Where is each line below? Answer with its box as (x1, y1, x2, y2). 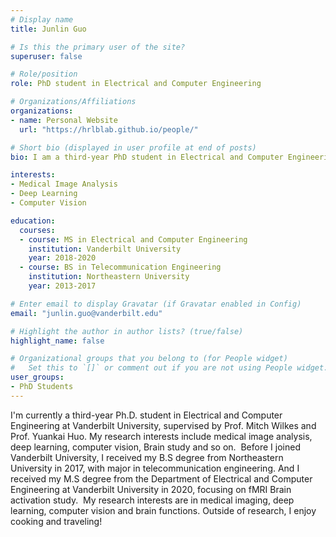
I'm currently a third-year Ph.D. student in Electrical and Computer (10, 409, 283, 421)
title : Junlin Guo (10, 24, 87, 34)
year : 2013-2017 (28, 281, 97, 291)
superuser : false (10, 51, 83, 61)
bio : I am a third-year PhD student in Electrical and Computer (10, 152, 284, 162)
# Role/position (10, 69, 78, 80)
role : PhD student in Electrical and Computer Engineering (10, 79, 262, 89)
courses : (19, 225, 56, 235)
